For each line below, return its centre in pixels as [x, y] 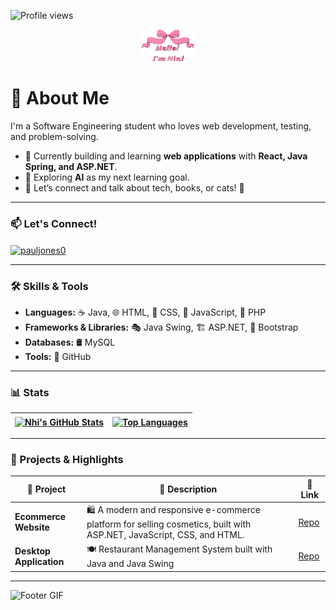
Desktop [32, 551]
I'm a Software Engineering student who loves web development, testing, [161, 126]
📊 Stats [30, 393]
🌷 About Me [60, 98]
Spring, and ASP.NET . [71, 166]
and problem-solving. [54, 136]
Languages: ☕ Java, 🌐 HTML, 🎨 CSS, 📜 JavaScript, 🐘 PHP [145, 312]
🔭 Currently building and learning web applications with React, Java [166, 156]
